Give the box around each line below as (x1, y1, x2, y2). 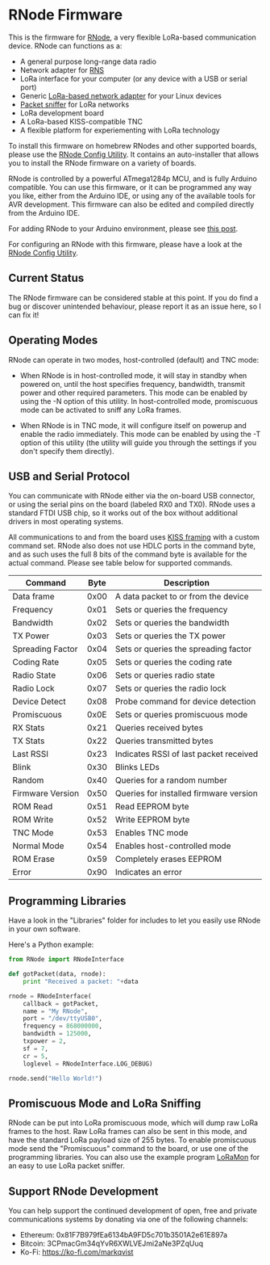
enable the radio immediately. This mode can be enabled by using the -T (19, 429, 261, 439)
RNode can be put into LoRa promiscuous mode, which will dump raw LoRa (8, 1118, 259, 1128)
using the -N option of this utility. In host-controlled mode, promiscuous (19, 396, 258, 406)
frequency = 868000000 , (23, 1022, 103, 1031)
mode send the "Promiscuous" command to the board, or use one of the (8, 1144, 248, 1154)
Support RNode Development (8, 1184, 159, 1198)
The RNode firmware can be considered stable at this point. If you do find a (8, 292, 259, 302)
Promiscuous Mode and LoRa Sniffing (8, 1096, 201, 1110)
